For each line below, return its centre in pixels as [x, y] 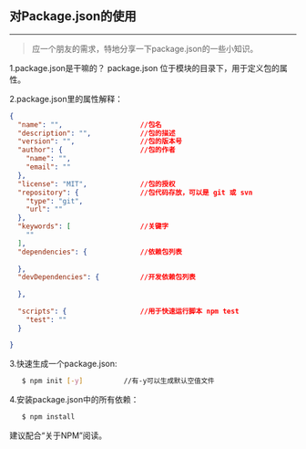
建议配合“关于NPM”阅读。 [58, 435]
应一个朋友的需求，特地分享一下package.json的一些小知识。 [145, 48]
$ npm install [48, 417]
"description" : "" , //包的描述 [97, 133]
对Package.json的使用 [73, 16]
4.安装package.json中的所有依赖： [74, 400]
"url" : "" [45, 209]
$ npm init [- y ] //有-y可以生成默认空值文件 [118, 381]
